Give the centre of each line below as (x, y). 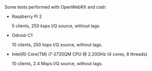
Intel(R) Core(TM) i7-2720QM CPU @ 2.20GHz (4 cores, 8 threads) (79, 54)
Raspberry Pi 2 (27, 16)
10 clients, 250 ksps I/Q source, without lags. (57, 45)
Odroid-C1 (22, 35)
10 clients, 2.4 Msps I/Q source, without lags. (57, 63)
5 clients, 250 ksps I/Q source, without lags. (56, 26)
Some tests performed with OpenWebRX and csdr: (56, 7)
